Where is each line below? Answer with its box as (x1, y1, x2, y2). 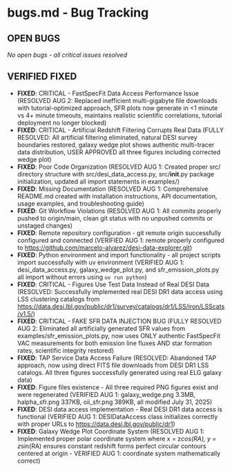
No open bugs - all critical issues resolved (7, 50, 128, 59)
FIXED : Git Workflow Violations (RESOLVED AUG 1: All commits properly (17, 206, 222, 215)
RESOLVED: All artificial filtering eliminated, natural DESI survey (17, 133, 198, 141)
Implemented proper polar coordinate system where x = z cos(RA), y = (17, 434, 217, 443)
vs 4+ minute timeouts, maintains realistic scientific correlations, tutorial (17, 111, 222, 119)
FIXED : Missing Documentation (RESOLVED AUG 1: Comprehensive (17, 185, 209, 193)
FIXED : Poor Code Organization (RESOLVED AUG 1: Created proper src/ (17, 163, 221, 171)
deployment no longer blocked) (17, 118, 107, 127)
